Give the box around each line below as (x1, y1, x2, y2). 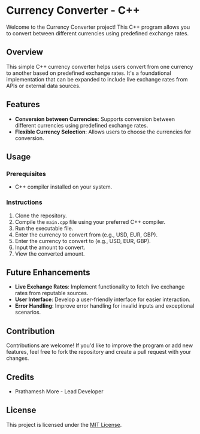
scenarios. (14, 309, 41, 316)
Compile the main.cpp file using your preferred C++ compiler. (14, 218, 166, 225)
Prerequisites (6, 169, 46, 178)
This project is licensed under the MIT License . (6, 421, 122, 428)
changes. (6, 354, 29, 362)
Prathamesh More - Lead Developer (14, 387, 104, 395)
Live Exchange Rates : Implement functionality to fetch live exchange (14, 283, 185, 290)
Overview (6, 47, 44, 57)
